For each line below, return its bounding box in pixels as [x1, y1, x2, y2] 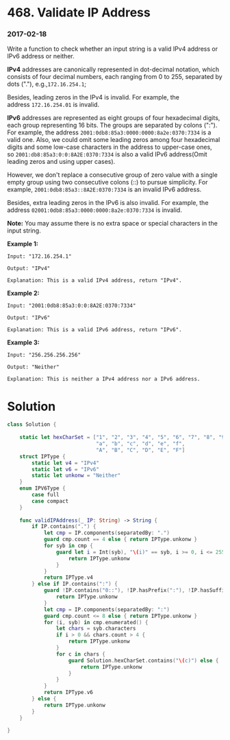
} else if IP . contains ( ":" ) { [31, 581, 118, 588]
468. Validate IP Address [7, 5, 151, 21]
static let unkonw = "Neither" [31, 472, 121, 479]
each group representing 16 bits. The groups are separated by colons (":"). [7, 121, 218, 130]
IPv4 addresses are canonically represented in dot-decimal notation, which [7, 65, 220, 73]
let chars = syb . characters [55, 625, 136, 632]
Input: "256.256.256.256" [7, 352, 81, 359]
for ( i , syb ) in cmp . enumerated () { [43, 619, 149, 625]
